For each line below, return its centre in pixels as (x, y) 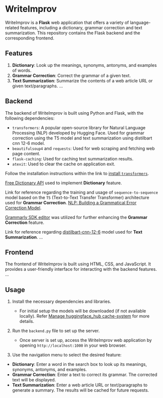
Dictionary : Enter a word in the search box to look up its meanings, (80, 364)
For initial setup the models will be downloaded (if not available (83, 311)
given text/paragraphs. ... (38, 86)
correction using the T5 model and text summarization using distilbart (82, 138)
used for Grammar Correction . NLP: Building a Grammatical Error (71, 202)
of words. (22, 70)
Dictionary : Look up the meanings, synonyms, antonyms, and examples (84, 65)
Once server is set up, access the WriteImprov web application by (86, 340)
